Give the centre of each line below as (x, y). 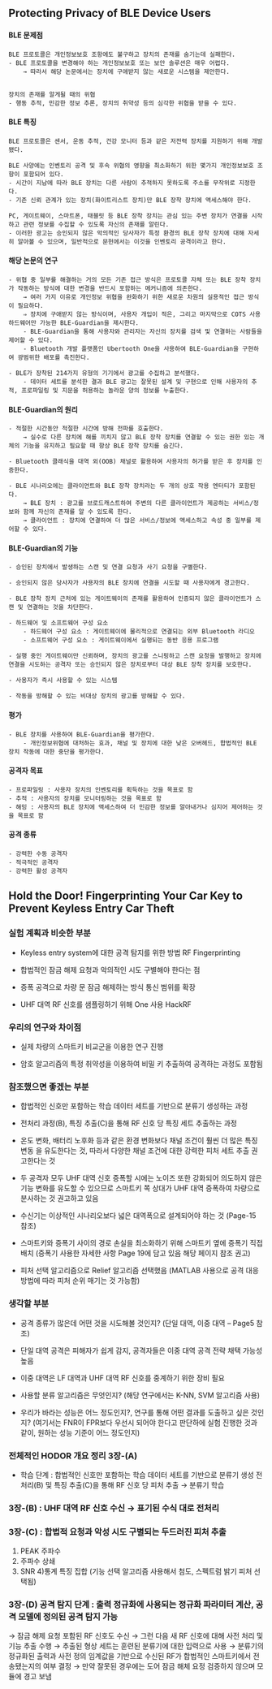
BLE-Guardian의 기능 (43, 548)
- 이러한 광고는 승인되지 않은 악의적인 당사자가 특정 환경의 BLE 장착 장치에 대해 (127, 233)
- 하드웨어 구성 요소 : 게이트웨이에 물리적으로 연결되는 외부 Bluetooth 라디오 (139, 632)
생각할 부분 (29, 1304)
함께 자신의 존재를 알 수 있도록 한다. (78, 512)
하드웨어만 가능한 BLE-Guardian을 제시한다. (74, 323)
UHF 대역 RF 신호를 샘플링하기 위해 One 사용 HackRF (106, 1004)
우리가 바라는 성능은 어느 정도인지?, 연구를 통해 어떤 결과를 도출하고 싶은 (134, 1412)
